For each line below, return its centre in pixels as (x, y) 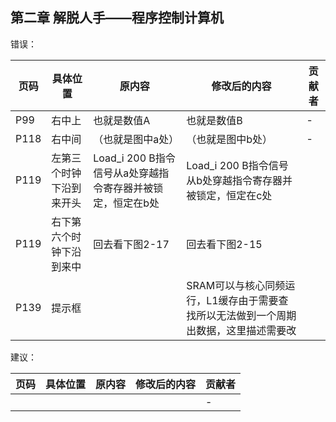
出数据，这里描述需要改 (241, 330)
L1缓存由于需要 (242, 300)
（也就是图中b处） (229, 139)
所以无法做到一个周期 (246, 315)
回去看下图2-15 (224, 244)
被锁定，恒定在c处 (229, 195)
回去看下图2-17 (131, 244)
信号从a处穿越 (126, 173)
